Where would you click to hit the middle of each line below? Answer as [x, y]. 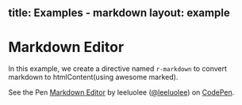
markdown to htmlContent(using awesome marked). [93, 77]
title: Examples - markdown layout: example [119, 13]
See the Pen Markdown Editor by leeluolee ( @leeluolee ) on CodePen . [121, 92]
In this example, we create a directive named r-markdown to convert [118, 69]
